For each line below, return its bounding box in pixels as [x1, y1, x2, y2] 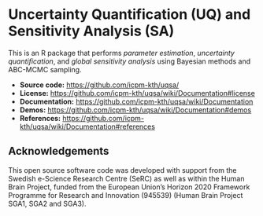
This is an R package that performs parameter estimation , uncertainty [8, 48, 235, 57]
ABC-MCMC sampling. [8, 64, 82, 74]
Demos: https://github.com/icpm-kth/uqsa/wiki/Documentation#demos [19, 104, 252, 115]
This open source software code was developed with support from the [8, 165, 237, 174]
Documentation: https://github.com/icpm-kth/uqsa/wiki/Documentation [19, 97, 254, 106]
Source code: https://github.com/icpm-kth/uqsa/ [19, 80, 180, 90]
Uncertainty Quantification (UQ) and [8, 5, 251, 24]
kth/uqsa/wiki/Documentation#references [19, 122, 156, 131]
